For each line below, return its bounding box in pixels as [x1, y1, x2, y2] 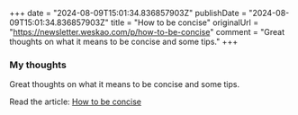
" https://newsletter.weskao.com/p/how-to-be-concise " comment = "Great [9, 27, 285, 37]
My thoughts [9, 58, 68, 71]
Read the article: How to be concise [9, 96, 142, 107]
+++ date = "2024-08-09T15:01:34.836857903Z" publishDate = [9, 8, 248, 18]
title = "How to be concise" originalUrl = [111, 17, 259, 28]
